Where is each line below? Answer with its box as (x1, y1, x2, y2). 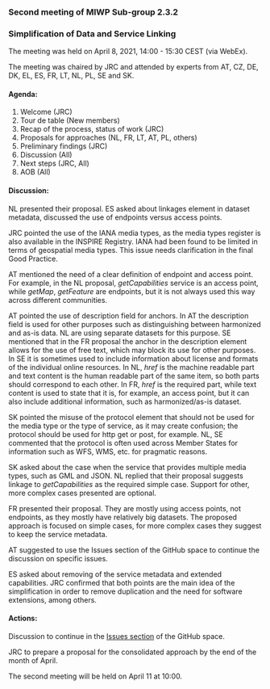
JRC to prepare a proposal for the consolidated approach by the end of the (8, 647, 257, 657)
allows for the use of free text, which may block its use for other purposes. (8, 345, 256, 355)
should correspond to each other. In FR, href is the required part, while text (8, 379, 256, 389)
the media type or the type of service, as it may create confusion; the (8, 421, 239, 431)
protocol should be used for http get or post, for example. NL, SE (8, 429, 223, 439)
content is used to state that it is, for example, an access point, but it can (8, 388, 250, 397)
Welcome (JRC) (19, 107, 73, 117)
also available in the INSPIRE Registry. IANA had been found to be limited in (8, 237, 258, 246)
